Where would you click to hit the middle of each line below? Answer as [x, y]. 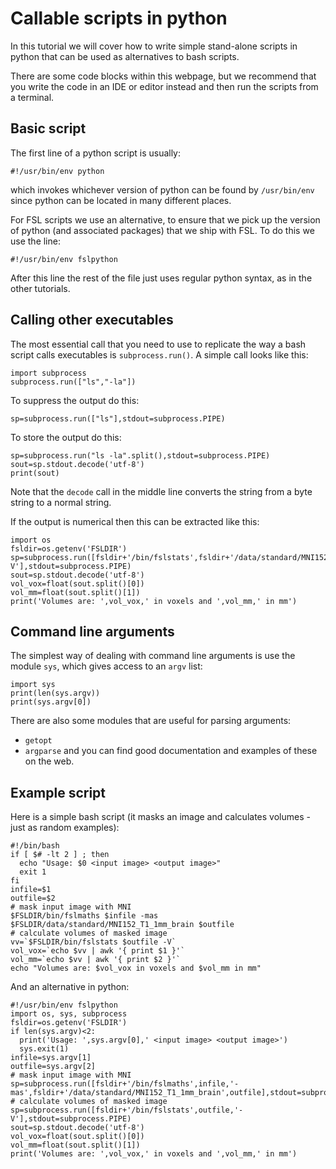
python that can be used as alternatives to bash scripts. [125, 56]
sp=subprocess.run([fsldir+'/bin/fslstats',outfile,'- [127, 1110]
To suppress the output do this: [75, 400]
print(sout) [35, 473]
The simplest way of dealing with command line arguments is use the [153, 656]
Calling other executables [92, 320]
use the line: [35, 241]
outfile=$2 [33, 898]
